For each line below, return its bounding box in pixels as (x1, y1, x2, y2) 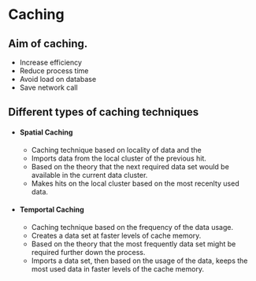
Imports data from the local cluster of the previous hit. (31, 153, 206, 163)
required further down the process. (31, 247, 146, 257)
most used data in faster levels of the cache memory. (31, 264, 205, 273)
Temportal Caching (19, 205, 84, 214)
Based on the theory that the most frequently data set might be (31, 238, 236, 249)
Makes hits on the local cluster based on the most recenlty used (31, 179, 239, 188)
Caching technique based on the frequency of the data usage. (31, 222, 234, 231)
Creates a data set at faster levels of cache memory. (31, 231, 202, 240)
